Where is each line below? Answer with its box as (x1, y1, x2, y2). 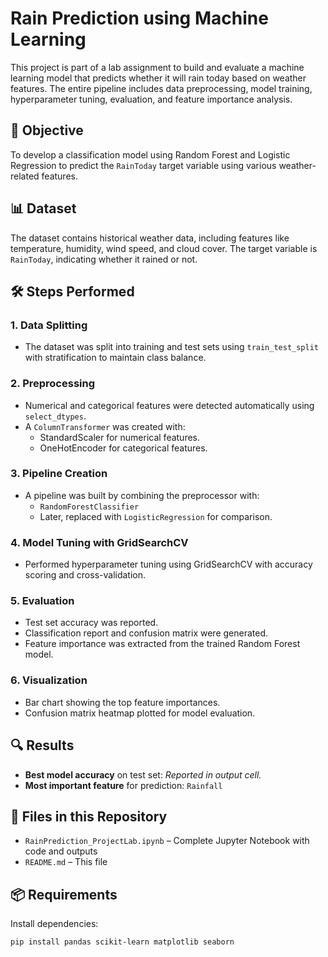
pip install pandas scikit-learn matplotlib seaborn (10, 937, 235, 947)
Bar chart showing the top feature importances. (24, 696, 221, 708)
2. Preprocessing (10, 377, 96, 391)
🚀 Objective (10, 122, 84, 139)
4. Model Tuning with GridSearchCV (10, 535, 189, 549)
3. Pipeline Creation (10, 467, 108, 481)
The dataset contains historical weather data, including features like (10, 232, 290, 244)
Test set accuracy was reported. (24, 617, 159, 629)
